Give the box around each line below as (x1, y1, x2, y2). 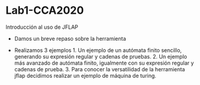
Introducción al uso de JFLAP (5, 23, 78, 31)
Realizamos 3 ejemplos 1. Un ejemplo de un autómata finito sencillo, (14, 46, 182, 54)
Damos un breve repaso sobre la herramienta (14, 35, 126, 42)
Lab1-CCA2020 (5, 4, 84, 17)
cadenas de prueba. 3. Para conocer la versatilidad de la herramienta (14, 65, 185, 72)
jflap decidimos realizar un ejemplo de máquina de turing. (14, 72, 157, 79)
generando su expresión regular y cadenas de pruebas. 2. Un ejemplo (14, 53, 187, 60)
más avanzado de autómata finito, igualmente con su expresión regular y (14, 59, 194, 66)
